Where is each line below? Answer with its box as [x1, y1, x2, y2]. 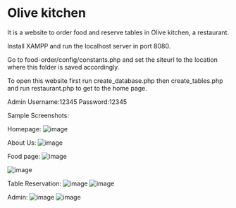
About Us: [7, 138, 37, 147]
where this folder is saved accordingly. [7, 63, 120, 71]
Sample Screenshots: [7, 111, 69, 119]
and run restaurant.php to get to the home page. [7, 84, 148, 92]
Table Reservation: [7, 179, 62, 188]
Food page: [7, 152, 41, 160]
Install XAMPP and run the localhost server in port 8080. [7, 41, 171, 50]
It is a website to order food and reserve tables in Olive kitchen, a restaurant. [7, 28, 230, 37]
